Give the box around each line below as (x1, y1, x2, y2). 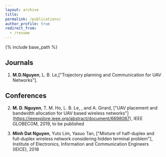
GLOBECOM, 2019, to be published (12, 121, 85, 127)
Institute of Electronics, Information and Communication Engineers (12, 141, 149, 147)
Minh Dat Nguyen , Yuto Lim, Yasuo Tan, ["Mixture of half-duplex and (12, 130, 155, 136)
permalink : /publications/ (5, 16, 61, 21)
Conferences (5, 92, 47, 100)
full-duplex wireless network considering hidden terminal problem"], (12, 136, 153, 142)
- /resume (9, 30, 30, 35)
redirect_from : (5, 26, 37, 31)
